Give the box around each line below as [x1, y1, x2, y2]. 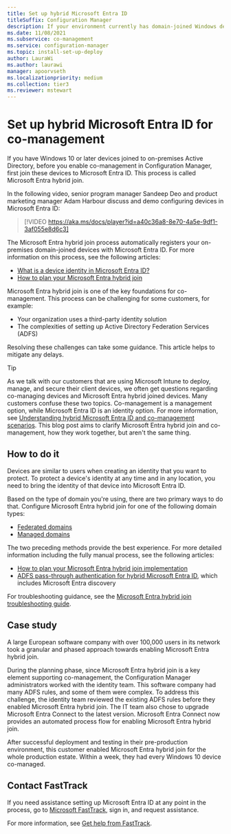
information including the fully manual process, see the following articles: [7, 550, 214, 559]
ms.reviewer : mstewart [7, 87, 72, 94]
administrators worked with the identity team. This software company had [7, 680, 217, 688]
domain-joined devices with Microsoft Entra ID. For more [34, 246, 195, 254]
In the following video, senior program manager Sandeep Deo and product [7, 190, 218, 198]
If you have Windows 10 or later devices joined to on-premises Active [7, 155, 203, 163]
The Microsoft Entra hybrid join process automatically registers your [7, 239, 200, 247]
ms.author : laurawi [7, 61, 63, 68]
